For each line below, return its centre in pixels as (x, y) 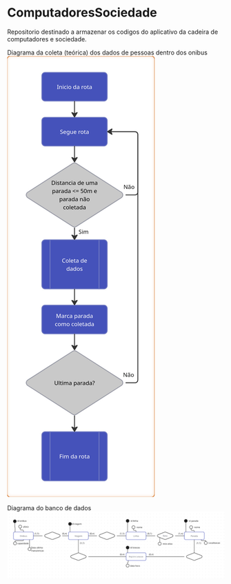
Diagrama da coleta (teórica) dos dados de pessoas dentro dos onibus (108, 52)
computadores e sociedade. (47, 39)
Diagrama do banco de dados (49, 507)
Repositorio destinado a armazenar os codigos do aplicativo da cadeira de (113, 32)
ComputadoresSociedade (82, 13)
